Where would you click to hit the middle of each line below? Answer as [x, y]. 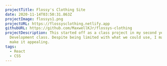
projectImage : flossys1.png [34, 19]
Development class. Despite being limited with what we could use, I [83, 38]
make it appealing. [30, 42]
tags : [11, 47]
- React [18, 51]
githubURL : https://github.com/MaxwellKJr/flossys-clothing [69, 28]
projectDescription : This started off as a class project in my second [81, 33]
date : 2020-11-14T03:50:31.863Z [39, 14]
